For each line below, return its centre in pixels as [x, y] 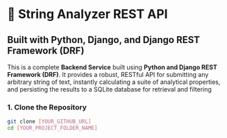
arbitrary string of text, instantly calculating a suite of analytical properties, [114, 82]
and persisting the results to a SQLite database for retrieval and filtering [109, 89]
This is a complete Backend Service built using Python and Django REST [112, 67]
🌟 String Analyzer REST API [87, 14]
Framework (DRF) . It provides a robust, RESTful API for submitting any [108, 75]
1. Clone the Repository [47, 107]
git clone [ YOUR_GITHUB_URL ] [49, 122]
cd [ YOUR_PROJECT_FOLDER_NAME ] [52, 128]
